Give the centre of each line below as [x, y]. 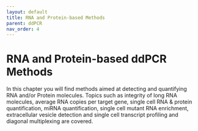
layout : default [27, 12]
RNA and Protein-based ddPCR [86, 59]
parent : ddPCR [24, 23]
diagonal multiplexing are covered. [50, 121]
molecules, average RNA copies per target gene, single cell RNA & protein [99, 102]
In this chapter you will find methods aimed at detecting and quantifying [97, 89]
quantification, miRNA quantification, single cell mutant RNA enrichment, [97, 108]
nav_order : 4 [23, 29]
